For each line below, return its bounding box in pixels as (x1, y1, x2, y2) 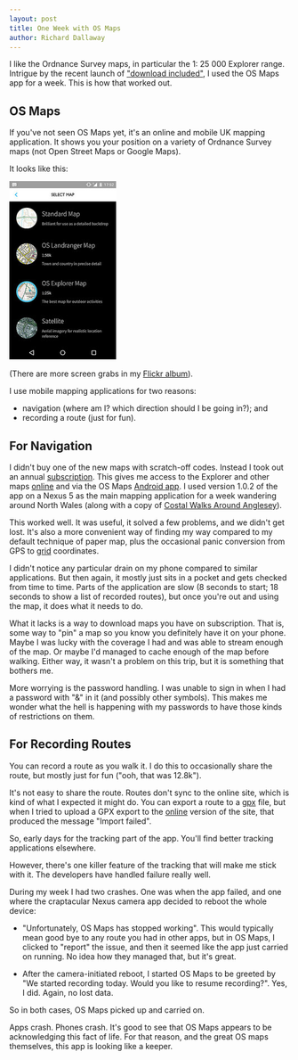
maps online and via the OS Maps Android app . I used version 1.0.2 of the (9, 481, 278, 491)
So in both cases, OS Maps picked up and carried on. (9, 1004, 205, 1015)
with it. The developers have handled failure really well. (9, 869, 212, 880)
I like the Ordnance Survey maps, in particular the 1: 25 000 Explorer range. (9, 59, 286, 70)
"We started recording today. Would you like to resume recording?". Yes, (21, 977, 287, 989)
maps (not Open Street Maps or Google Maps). (9, 146, 181, 157)
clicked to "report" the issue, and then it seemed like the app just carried (21, 941, 289, 952)
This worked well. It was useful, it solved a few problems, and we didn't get (9, 517, 285, 528)
